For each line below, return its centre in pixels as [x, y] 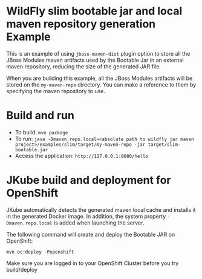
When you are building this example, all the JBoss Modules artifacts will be [99, 78]
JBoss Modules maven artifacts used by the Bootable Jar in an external [95, 60]
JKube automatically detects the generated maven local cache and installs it [101, 209]
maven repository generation [81, 24]
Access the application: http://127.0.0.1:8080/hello [81, 156]
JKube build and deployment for [89, 180]
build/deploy [22, 269]
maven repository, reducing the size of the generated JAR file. [84, 66]
